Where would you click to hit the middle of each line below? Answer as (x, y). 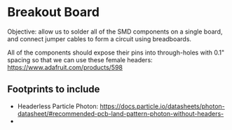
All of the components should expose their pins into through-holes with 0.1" (116, 52)
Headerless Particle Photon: (58, 106)
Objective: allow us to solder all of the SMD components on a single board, (115, 31)
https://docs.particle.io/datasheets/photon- (163, 106)
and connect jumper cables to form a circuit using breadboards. (99, 38)
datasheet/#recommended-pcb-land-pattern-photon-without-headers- (121, 113)
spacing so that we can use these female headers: (80, 59)
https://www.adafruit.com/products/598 (65, 67)
